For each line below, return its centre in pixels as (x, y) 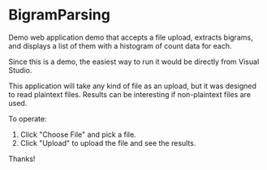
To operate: (28, 118)
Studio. (20, 70)
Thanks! (22, 159)
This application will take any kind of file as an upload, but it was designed (133, 86)
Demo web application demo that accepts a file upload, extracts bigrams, (131, 37)
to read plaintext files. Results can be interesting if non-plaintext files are (130, 94)
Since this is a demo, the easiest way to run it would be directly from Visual (134, 62)
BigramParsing (60, 15)
